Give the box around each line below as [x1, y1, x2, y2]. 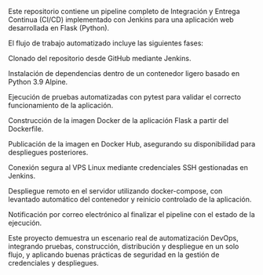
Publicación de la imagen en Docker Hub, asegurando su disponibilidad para [8, 139, 256, 148]
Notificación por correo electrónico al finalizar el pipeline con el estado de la [8, 210, 255, 219]
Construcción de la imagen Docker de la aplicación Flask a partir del [8, 116, 229, 125]
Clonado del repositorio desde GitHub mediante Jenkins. [8, 54, 192, 63]
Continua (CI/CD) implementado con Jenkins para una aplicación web [8, 15, 234, 24]
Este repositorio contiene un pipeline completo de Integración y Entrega [8, 7, 241, 16]
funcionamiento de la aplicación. [8, 101, 114, 110]
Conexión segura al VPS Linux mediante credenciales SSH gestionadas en [8, 163, 249, 172]
